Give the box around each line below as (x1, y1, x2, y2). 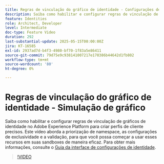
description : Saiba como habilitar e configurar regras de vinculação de (5, 12, 159, 17)
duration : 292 (5, 35, 34, 40)
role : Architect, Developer (5, 21, 62, 26)
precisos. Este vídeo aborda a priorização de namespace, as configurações (5, 128, 157, 135)
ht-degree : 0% (5, 67, 34, 71)
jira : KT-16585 (5, 44, 36, 48)
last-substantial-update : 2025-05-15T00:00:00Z (5, 39, 104, 44)
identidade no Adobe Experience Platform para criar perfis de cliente (5, 123, 143, 129)
